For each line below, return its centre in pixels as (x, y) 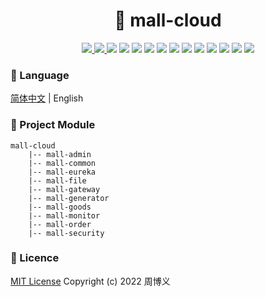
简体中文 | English (47, 98)
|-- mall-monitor (64, 215)
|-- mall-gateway (64, 189)
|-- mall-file (57, 180)
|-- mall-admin (60, 154)
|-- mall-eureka (62, 172)
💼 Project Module (53, 125)
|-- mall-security (66, 233)
